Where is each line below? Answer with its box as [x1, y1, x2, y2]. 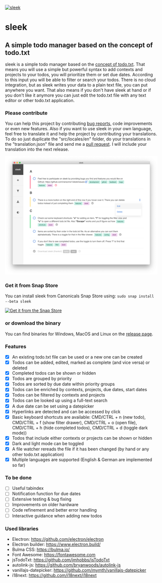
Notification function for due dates [12, 491, 81, 497]
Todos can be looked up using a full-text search [12, 397, 108, 403]
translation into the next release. [5, 146, 69, 153]
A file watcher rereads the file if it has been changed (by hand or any [12, 446, 149, 452]
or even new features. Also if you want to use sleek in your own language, [5, 126, 152, 132]
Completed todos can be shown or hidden [12, 370, 96, 376]
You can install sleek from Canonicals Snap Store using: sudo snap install [5, 293, 154, 299]
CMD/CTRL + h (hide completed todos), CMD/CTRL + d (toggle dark [12, 425, 148, 430]
